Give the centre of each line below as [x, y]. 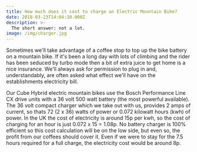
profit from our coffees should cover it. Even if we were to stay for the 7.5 [95, 137]
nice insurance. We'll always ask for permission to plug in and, [81, 69]
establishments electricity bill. [42, 82]
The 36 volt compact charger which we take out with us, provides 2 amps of [98, 105]
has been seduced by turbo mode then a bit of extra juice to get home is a [96, 63]
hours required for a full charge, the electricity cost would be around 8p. [94, 143]
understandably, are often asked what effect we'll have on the [81, 75]
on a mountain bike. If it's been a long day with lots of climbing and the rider [98, 57]
